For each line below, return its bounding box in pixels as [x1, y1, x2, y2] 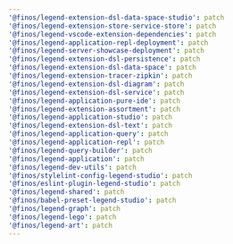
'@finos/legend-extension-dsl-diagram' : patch [8, 80, 185, 88]
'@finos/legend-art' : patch [8, 221, 113, 230]
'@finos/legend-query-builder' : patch [8, 146, 153, 155]
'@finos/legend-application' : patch [8, 154, 145, 164]
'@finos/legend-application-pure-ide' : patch [8, 96, 180, 105]
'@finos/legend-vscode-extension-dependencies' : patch [8, 29, 217, 38]
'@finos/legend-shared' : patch [8, 188, 125, 197]
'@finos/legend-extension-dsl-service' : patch [8, 88, 185, 97]
